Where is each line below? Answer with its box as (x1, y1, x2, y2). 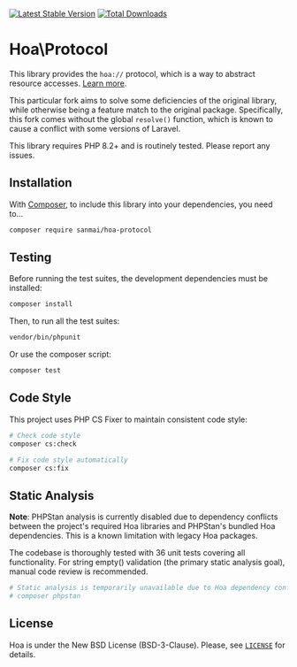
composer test (9, 366, 62, 375)
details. (9, 648, 36, 659)
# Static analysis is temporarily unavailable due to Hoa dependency (9, 584, 271, 593)
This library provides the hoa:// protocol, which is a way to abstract (9, 68, 255, 79)
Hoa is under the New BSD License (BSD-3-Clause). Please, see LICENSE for (9, 640, 286, 650)
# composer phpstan (9, 592, 81, 601)
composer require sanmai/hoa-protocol (9, 226, 152, 234)
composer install (9, 300, 73, 309)
